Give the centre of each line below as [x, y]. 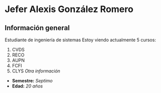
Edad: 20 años [27, 86]
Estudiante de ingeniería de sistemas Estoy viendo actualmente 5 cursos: [80, 40]
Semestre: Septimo [32, 81]
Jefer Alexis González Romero [69, 9]
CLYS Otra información [36, 71]
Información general [37, 28]
